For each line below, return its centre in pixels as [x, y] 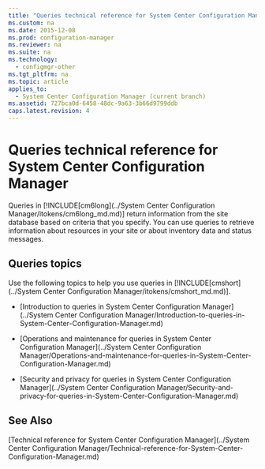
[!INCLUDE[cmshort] [207, 283]
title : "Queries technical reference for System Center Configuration [127, 15]
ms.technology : [33, 60]
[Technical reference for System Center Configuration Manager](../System [129, 440]
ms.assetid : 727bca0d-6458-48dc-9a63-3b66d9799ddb [93, 103]
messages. [26, 238]
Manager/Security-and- [195, 387]
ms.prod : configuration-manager [61, 38]
